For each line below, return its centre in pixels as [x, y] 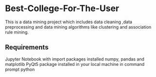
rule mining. [17, 32]
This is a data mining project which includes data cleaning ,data [69, 22]
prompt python [20, 69]
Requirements [27, 47]
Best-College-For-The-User [62, 8]
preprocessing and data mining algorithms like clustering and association [78, 27]
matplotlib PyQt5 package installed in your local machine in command [75, 64]
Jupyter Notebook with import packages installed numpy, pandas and [75, 59]
